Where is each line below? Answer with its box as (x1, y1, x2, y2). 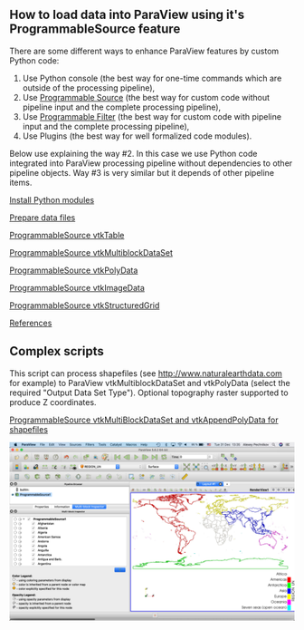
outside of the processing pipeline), (22, 82, 156, 93)
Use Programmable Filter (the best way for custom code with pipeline (22, 111, 282, 121)
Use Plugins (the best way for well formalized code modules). (22, 131, 252, 141)
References (9, 317, 52, 328)
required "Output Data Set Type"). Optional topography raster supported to (9, 387, 289, 398)
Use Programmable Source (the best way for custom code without (22, 92, 270, 102)
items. (9, 177, 33, 188)
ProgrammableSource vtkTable (9, 229, 125, 240)
